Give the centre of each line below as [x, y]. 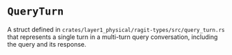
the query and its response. [47, 44]
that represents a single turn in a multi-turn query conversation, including [113, 37]
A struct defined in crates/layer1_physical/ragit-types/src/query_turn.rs [116, 29]
